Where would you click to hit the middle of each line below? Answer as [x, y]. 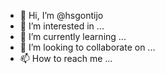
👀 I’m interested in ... [62, 26]
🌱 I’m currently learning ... [73, 36]
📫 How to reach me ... [66, 58]
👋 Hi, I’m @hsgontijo [61, 15]
